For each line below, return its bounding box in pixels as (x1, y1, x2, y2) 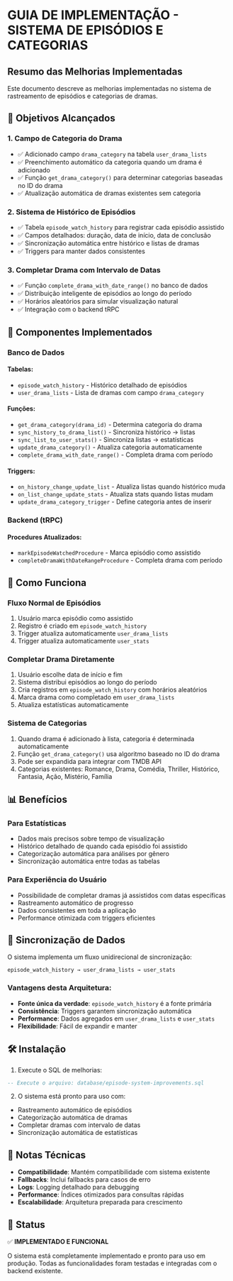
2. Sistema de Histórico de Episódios (7, 206, 136, 216)
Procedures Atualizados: (7, 533, 82, 541)
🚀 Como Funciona (7, 577, 87, 589)
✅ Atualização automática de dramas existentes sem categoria (17, 189, 201, 197)
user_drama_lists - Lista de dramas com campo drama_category (17, 388, 204, 396)
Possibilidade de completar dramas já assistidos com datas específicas (17, 891, 226, 899)
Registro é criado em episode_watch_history (17, 621, 147, 631)
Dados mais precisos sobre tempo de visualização (17, 834, 165, 843)
